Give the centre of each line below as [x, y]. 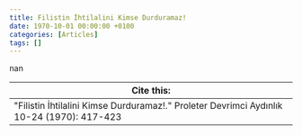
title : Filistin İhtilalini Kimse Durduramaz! [98, 18]
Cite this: [151, 91]
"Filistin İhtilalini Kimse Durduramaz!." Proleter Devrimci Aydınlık [148, 106]
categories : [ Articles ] [54, 34]
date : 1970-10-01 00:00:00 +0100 [72, 26]
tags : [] [26, 43]
